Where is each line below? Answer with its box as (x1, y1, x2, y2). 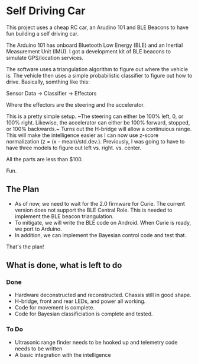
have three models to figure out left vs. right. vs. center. (6, 144, 142, 151)
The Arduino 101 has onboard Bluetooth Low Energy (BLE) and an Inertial (6, 41, 183, 49)
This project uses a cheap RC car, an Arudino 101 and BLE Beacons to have (6, 24, 189, 31)
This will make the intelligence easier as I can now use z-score (6, 132, 158, 139)
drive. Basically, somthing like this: (6, 78, 90, 85)
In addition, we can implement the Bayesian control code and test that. (14, 231, 187, 238)
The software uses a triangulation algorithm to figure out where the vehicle (6, 65, 188, 72)
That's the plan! (6, 243, 44, 250)
